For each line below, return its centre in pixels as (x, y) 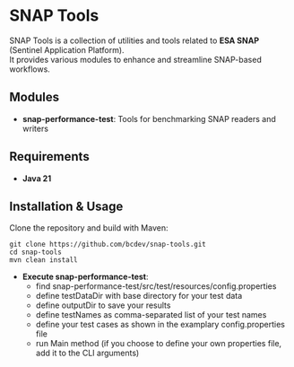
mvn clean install (43, 260)
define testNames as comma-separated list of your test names (151, 315)
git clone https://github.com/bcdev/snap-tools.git (108, 245)
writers (35, 128)
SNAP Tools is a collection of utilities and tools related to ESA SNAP (134, 40)
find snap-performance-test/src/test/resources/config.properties (156, 286)
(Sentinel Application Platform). (67, 49)
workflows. (30, 69)
